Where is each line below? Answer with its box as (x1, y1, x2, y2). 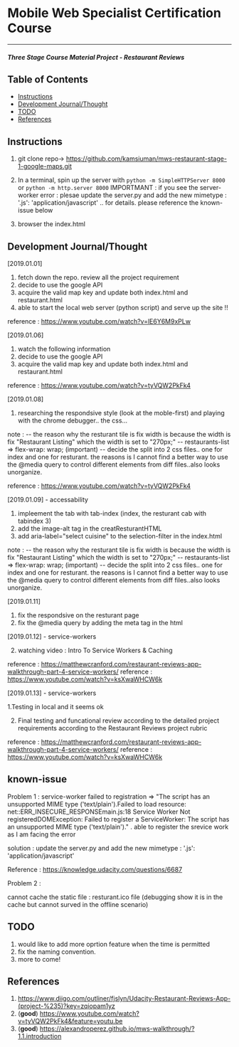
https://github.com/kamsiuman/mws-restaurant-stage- (65, 154, 228, 163)
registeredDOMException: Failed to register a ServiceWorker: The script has (7, 814, 230, 823)
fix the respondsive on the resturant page (17, 610, 140, 620)
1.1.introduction (17, 1032, 62, 1041)
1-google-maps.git (17, 162, 73, 171)
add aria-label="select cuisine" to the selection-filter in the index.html (17, 531, 223, 540)
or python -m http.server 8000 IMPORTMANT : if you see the (17, 184, 198, 192)
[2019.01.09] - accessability (7, 495, 89, 504)
